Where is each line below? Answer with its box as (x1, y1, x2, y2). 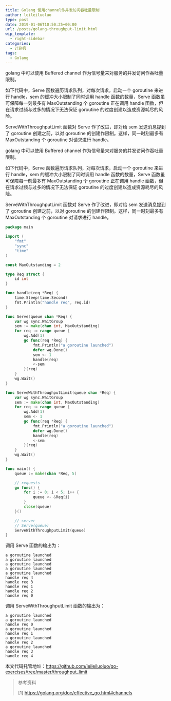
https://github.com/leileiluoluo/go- (46, 663, 119, 669)
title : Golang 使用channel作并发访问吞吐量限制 (5, 7, 100, 13)
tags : (5, 50, 17, 55)
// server (14, 518, 36, 523)
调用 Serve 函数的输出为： (5, 542, 61, 548)
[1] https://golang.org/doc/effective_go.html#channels (17, 690, 132, 696)
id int (14, 276, 29, 281)
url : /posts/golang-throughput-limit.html (5, 27, 98, 32)
